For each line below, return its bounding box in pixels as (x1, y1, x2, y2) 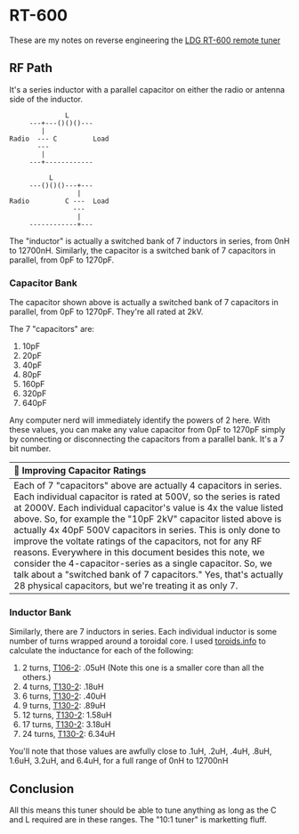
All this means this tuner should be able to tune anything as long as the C (9, 805, 278, 815)
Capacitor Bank (9, 277, 78, 289)
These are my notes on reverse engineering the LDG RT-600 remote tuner (9, 35, 281, 45)
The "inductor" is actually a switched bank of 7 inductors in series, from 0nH (9, 235, 290, 246)
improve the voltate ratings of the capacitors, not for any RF (13, 535, 263, 547)
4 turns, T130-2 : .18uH (21, 682, 104, 692)
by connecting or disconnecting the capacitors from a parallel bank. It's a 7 (9, 433, 285, 445)
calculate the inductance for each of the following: (9, 645, 194, 656)
